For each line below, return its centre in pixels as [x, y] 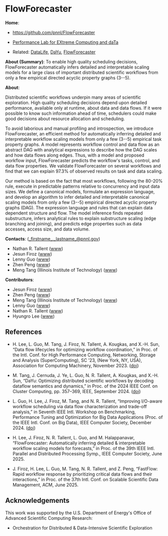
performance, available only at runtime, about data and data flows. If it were [83, 108]
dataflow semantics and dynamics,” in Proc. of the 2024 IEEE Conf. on [85, 386]
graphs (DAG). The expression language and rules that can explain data [79, 207]
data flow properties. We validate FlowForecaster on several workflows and [83, 166]
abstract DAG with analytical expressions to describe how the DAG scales [81, 149]
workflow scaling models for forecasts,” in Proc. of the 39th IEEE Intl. [83, 448]
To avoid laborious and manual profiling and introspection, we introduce [79, 128]
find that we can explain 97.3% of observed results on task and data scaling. [84, 171]
